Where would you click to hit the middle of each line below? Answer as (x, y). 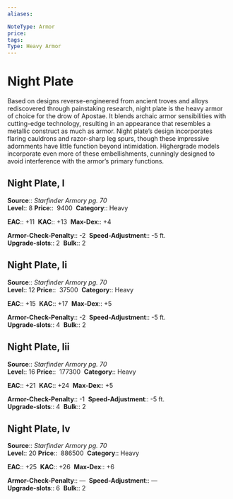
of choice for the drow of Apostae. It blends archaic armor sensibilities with (117, 116)
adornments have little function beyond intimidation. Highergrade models (114, 147)
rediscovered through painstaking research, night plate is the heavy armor (115, 109)
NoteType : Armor (31, 27)
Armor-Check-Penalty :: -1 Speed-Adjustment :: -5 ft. (86, 399)
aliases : (20, 14)
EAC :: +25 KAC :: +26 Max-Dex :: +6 (61, 467)
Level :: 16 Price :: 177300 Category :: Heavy (72, 372)
